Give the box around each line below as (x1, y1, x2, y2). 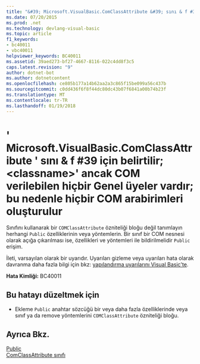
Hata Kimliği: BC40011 (6, 272, 62, 280)
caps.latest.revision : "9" (6, 64, 73, 70)
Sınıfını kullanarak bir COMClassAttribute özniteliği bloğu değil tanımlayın (6, 224, 183, 231)
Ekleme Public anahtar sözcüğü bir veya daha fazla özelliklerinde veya (14, 306, 188, 313)
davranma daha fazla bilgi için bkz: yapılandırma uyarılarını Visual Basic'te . (6, 261, 189, 268)
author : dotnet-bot (6, 70, 55, 76)
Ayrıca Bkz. (6, 329, 50, 340)
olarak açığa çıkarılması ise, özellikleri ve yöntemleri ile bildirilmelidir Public (6, 237, 190, 244)
